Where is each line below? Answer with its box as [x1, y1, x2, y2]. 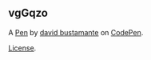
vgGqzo [8, 6, 48, 20]
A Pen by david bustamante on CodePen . [8, 27, 144, 37]
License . [8, 43, 37, 53]
